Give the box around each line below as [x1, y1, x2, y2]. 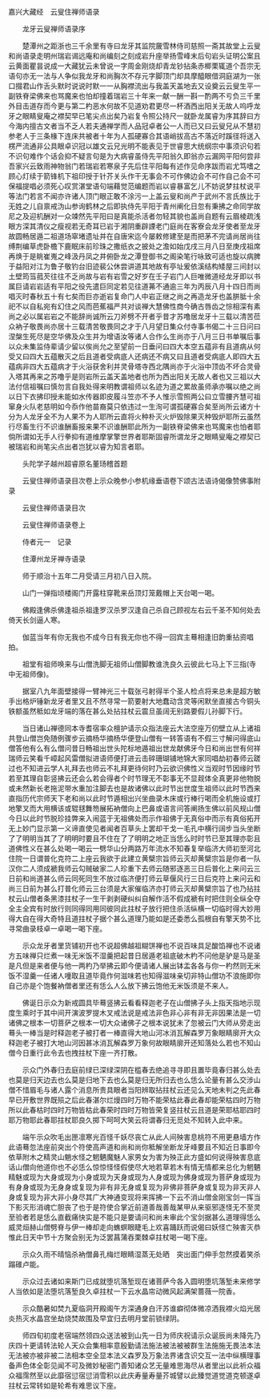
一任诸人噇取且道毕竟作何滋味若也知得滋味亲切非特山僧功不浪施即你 [35, 971, 261, 980]
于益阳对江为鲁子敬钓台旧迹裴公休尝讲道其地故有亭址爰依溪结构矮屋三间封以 [8, 261, 261, 271]
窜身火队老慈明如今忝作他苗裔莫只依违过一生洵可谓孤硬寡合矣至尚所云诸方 [8, 402, 254, 411]
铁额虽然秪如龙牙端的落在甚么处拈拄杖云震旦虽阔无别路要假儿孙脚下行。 [8, 706, 247, 716]
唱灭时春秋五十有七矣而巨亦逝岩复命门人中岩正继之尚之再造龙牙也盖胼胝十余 [8, 292, 261, 301]
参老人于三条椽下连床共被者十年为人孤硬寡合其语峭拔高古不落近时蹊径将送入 [8, 131, 261, 140]
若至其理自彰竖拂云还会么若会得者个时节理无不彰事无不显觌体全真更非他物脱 [8, 774, 261, 783]
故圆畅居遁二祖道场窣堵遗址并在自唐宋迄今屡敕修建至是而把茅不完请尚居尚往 [8, 232, 261, 240]
